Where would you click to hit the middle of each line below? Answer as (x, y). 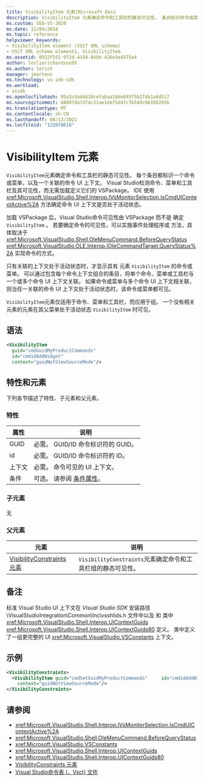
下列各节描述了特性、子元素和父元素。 (54, 398)
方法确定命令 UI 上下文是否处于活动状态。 (92, 205)
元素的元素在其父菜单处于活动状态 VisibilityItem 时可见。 (80, 310)
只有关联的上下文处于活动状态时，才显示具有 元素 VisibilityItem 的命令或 (100, 266)
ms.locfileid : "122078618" (40, 125)
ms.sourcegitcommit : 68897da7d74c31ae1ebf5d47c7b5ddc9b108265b (88, 102)
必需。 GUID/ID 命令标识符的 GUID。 (86, 444)
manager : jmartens (29, 74)
